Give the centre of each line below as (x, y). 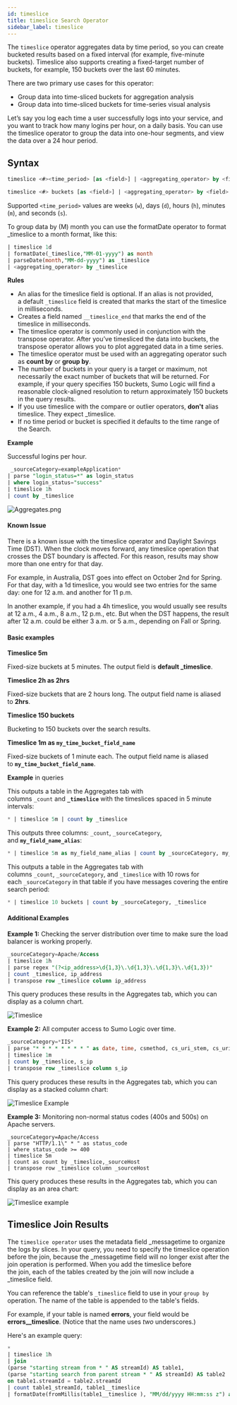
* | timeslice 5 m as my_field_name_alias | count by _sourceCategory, (113, 853)
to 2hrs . (19, 702)
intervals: (21, 806)
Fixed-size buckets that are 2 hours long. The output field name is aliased (114, 694)
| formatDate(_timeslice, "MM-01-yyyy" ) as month (80, 254)
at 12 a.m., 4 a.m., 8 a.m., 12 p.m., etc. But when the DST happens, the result (118, 614)
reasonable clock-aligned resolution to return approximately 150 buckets (123, 392)
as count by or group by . (54, 362)
